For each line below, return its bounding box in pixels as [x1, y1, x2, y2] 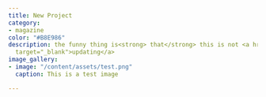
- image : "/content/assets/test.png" [8, 63, 133, 71]
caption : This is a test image [15, 70, 119, 78]
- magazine [8, 26, 44, 34]
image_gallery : [8, 56, 59, 64]
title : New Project [8, 11, 73, 20]
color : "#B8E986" [8, 33, 66, 42]
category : [8, 19, 41, 27]
